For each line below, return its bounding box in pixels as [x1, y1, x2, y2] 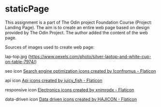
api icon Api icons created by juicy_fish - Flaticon [5, 77, 102, 83]
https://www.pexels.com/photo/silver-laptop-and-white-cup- [29, 53, 151, 59]
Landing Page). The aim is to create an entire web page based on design [5, 24, 150, 30]
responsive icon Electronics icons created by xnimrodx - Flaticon [5, 87, 134, 92]
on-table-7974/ [5, 59, 35, 64]
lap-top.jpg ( [5, 53, 30, 59]
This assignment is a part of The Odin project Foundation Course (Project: [5, 19, 152, 25]
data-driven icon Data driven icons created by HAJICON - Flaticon [5, 96, 137, 102]
